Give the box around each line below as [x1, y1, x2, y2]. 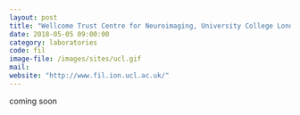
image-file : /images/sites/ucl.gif [9, 54, 142, 63]
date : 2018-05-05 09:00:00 [9, 29, 110, 38]
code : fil [9, 46, 46, 55]
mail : [9, 63, 29, 72]
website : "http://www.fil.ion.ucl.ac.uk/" [9, 71, 170, 80]
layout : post [9, 12, 58, 22]
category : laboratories [9, 37, 98, 47]
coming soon [9, 95, 58, 106]
